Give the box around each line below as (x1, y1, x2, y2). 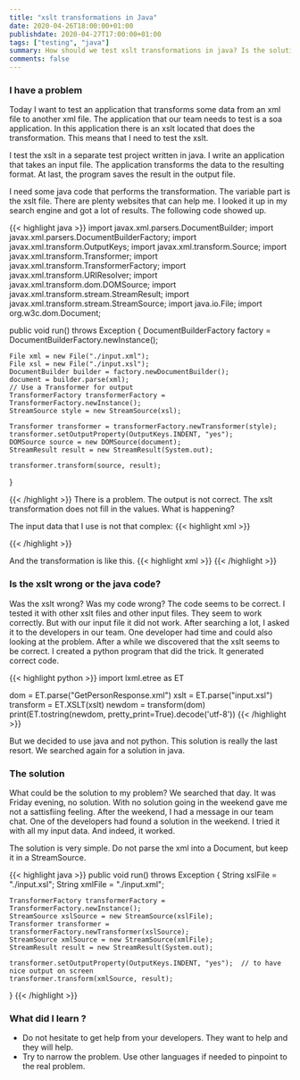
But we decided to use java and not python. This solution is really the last (9, 735, 279, 746)
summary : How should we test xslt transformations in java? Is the (9, 46, 266, 55)
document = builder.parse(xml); (9, 376, 129, 385)
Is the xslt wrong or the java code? (9, 577, 162, 590)
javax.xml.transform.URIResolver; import (9, 270, 158, 281)
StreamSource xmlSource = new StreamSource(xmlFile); (9, 935, 214, 944)
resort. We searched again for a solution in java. (9, 744, 186, 755)
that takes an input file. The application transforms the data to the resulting (9, 160, 285, 170)
